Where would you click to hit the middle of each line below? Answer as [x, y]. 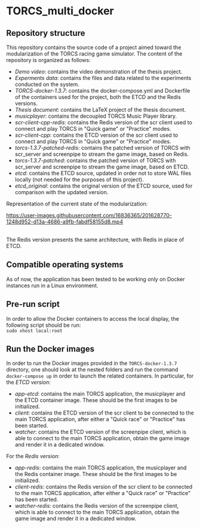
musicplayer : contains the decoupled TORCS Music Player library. [96, 116]
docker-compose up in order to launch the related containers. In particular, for [100, 376]
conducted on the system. [47, 84]
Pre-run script [33, 304]
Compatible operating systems [65, 265]
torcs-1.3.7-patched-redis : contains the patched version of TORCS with [103, 148]
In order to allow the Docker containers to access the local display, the [93, 318]
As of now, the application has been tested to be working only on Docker [96, 279]
